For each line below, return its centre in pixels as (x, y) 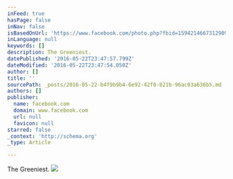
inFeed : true (26, 14)
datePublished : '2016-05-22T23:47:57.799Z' (71, 59)
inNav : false (26, 26)
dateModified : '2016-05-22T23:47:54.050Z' (69, 65)
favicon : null (34, 123)
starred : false (29, 130)
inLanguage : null (32, 40)
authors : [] (24, 91)
